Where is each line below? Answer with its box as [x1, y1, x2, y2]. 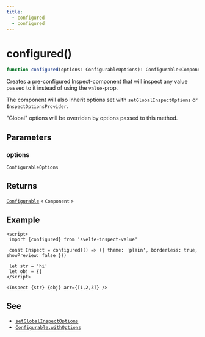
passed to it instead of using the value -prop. [6, 84, 118, 92]
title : [6, 9, 23, 15]
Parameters [6, 132, 52, 142]
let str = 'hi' [9, 263, 48, 269]
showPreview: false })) [6, 252, 67, 258]
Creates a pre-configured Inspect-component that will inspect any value [6, 78, 188, 85]
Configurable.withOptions [15, 325, 81, 331]
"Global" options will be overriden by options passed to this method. [6, 114, 178, 122]
